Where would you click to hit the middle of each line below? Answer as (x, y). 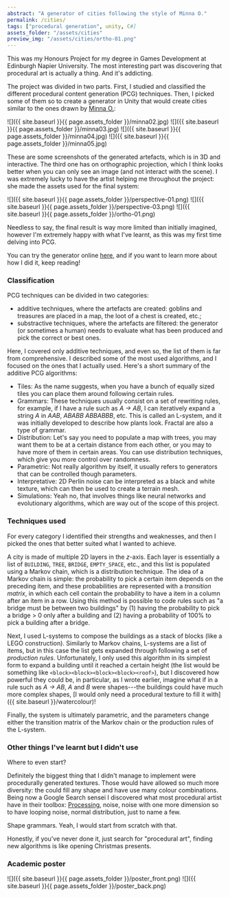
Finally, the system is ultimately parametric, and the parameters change (108, 715)
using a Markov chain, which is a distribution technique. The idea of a (105, 571)
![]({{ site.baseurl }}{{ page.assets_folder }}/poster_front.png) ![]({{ (102, 879)
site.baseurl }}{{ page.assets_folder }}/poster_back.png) (87, 886)
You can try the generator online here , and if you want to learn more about (112, 256)
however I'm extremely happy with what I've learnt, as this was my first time (114, 235)
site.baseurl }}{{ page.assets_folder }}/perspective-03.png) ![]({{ (99, 207)
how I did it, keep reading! (44, 263)
